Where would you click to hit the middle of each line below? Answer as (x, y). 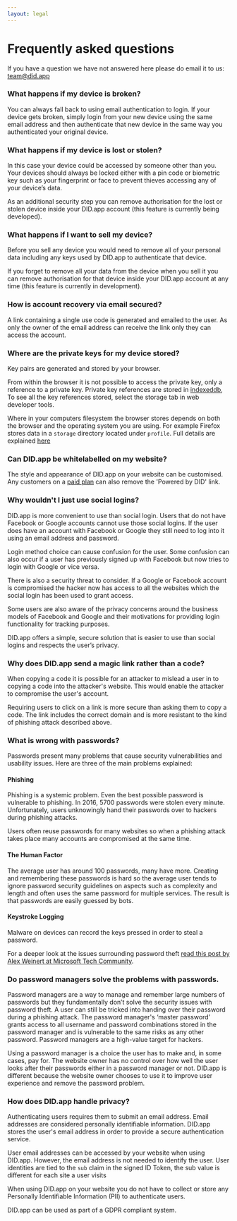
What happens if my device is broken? (74, 94)
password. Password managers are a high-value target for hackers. (105, 1040)
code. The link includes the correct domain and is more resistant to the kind (117, 714)
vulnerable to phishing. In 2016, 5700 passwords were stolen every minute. (116, 803)
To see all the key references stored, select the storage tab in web (103, 397)
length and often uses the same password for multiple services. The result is (119, 893)
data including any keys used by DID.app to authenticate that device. (107, 257)
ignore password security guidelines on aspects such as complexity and (112, 885)
